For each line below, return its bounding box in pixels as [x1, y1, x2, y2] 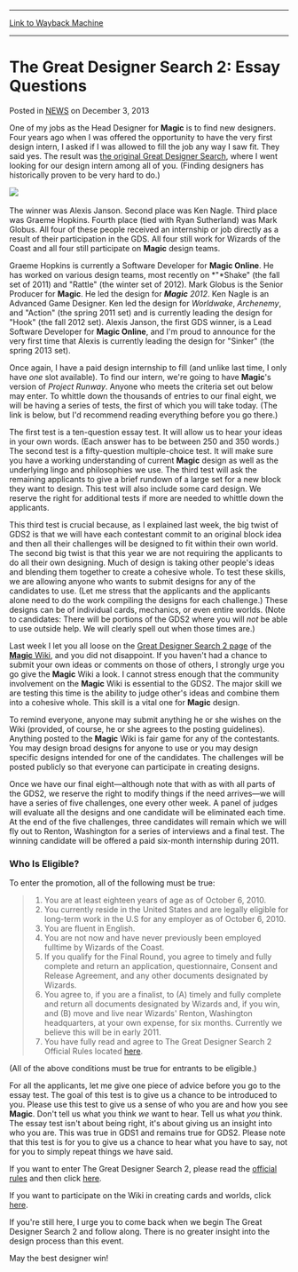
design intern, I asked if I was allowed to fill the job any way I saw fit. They [9, 141, 280, 152]
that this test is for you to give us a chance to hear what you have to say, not [9, 1137, 288, 1148]
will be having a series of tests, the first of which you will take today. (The [9, 400, 278, 410]
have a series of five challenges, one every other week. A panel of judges [9, 797, 278, 808]
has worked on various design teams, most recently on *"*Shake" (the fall [9, 269, 280, 280]
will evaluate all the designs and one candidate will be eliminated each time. [9, 807, 286, 817]
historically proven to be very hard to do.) [9, 170, 161, 180]
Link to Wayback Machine [9, 18, 104, 28]
